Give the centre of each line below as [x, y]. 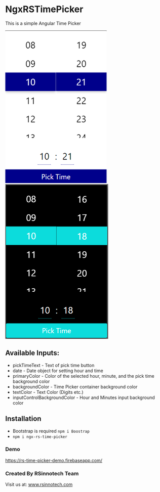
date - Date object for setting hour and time [58, 371]
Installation [23, 419]
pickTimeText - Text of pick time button [53, 365]
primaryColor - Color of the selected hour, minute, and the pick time [83, 376]
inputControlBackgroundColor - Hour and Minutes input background [84, 397]
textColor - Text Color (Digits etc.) [48, 392]
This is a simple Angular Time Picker [43, 23]
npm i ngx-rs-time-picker [40, 437]
